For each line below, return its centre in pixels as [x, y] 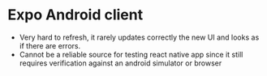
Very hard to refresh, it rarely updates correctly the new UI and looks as [139, 37]
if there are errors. [50, 45]
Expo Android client [75, 15]
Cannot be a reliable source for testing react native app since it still [131, 54]
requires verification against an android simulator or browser [121, 63]
